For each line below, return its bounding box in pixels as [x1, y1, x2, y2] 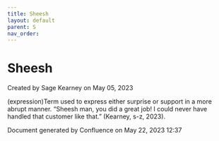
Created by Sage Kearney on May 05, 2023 [7, 84, 134, 92]
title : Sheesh [7, 10, 49, 18]
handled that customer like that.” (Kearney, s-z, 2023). [7, 112, 166, 121]
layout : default [7, 17, 55, 24]
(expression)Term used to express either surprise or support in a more [7, 97, 212, 106]
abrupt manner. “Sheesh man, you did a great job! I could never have [7, 105, 208, 114]
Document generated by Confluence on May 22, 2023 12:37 [7, 126, 182, 135]
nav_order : [7, 30, 40, 37]
